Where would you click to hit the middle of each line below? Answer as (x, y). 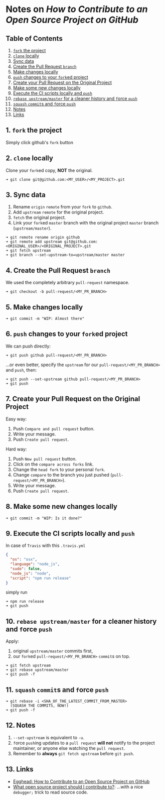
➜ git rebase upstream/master (37, 670)
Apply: (13, 641)
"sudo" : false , (26, 568)
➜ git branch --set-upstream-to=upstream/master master (65, 255)
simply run (17, 592)
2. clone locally (29, 158)
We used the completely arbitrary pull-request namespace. (68, 283)
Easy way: (16, 419)
